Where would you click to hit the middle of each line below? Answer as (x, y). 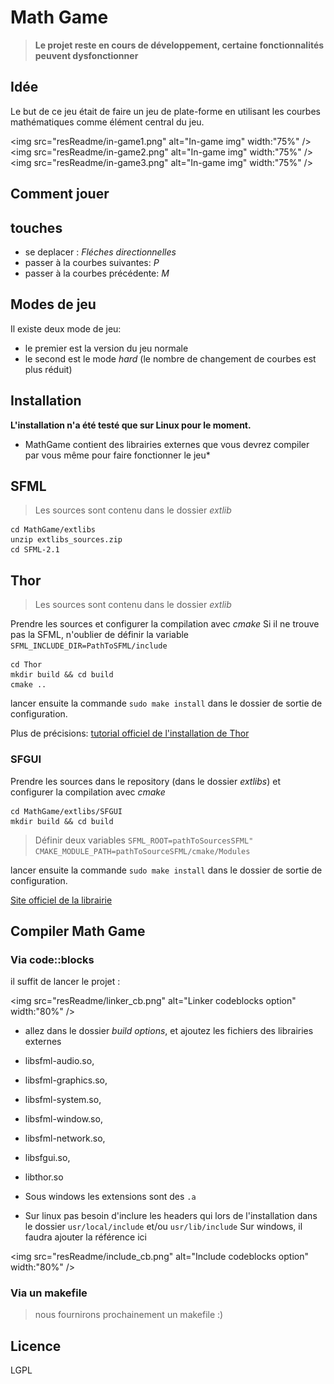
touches (36, 227)
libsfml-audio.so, (59, 1061)
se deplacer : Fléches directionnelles (100, 252)
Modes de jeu (53, 304)
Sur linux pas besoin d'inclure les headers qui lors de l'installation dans (171, 1216)
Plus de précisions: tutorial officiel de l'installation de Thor (130, 733)
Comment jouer (60, 194)
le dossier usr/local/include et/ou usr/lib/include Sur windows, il (163, 1227)
